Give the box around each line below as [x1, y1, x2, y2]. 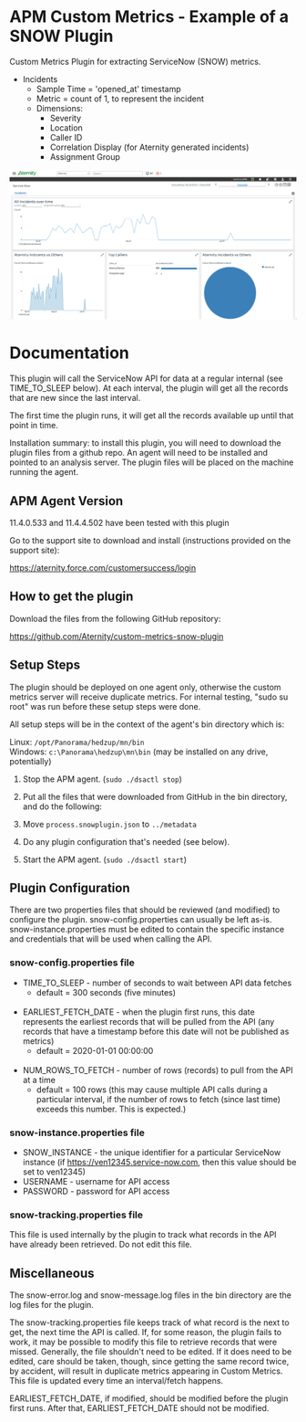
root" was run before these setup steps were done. [9, 700, 201, 711]
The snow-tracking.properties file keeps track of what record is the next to [9, 1317, 290, 1328]
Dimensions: [36, 102, 84, 113]
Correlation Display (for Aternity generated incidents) [49, 142, 250, 153]
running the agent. [9, 467, 79, 478]
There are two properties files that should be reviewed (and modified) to [9, 904, 280, 915]
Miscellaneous [9, 1265, 95, 1280]
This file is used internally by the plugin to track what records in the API [9, 1229, 277, 1240]
